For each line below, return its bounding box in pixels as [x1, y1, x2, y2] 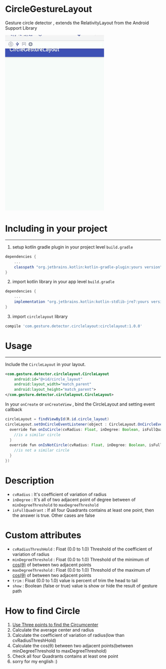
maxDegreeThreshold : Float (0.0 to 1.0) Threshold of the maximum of [12, 567, 151, 573]
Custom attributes [5, 530, 82, 541]
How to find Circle [5, 605, 81, 616]
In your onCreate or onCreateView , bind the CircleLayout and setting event [5, 401, 155, 407]
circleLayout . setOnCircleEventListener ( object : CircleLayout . [5, 421, 138, 427]
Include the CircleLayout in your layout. [5, 361, 86, 367]
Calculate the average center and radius [12, 627, 94, 633]
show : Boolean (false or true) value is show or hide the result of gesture [12, 583, 158, 588]
